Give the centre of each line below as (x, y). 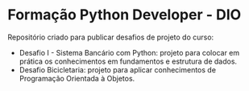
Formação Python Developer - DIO (124, 15)
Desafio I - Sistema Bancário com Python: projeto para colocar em (129, 52)
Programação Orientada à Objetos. (77, 78)
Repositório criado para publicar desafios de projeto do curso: (111, 37)
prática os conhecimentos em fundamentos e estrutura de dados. (128, 61)
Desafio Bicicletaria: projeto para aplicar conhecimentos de (118, 69)
